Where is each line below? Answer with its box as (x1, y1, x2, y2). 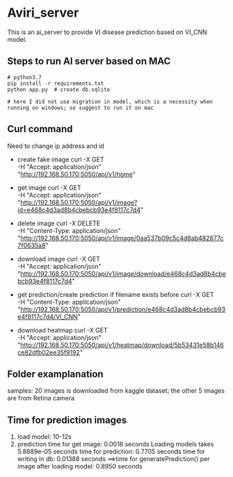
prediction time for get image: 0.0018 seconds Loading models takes (17, 440, 214, 448)
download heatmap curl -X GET (17, 325, 108, 334)
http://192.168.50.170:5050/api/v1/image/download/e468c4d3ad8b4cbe (20, 269, 226, 277)
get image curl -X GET (17, 183, 81, 192)
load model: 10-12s (17, 432, 72, 441)
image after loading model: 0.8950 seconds (17, 462, 143, 471)
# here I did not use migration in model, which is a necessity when (7, 98, 214, 105)
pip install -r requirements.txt (7, 80, 104, 87)
